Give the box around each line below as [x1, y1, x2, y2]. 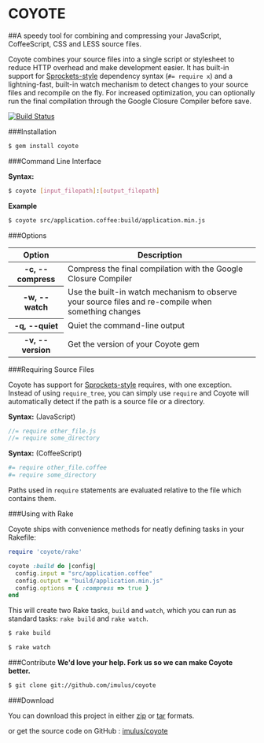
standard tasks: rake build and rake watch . [8, 614, 148, 623]
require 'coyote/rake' [8, 548, 82, 556]
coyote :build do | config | [8, 562, 97, 570]
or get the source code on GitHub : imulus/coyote [8, 726, 169, 735]
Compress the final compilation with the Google [68, 263, 244, 274]
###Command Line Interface [8, 156, 102, 165]
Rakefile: [8, 533, 37, 542]
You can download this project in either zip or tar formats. [8, 711, 195, 720]
